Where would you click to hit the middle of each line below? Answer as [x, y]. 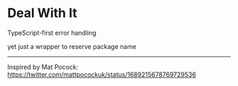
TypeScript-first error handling [52, 33]
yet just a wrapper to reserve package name [72, 46]
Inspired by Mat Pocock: [43, 67]
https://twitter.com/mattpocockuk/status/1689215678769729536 [102, 74]
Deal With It [42, 13]
